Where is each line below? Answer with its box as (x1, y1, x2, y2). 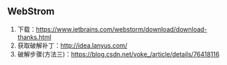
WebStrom (7, 6, 55, 17)
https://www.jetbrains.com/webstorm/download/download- (36, 24, 207, 34)
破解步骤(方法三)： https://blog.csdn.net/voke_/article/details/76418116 (17, 50, 220, 58)
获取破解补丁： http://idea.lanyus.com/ (17, 41, 128, 50)
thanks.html (17, 33, 52, 41)
